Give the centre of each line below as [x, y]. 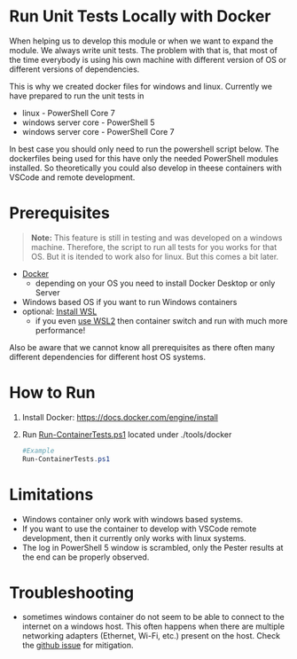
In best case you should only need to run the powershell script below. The [144, 149]
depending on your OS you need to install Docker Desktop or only [155, 283]
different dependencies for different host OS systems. [108, 357]
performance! [60, 330]
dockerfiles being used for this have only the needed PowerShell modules [144, 158]
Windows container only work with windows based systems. [133, 519]
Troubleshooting [72, 592]
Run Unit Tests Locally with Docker [140, 16]
